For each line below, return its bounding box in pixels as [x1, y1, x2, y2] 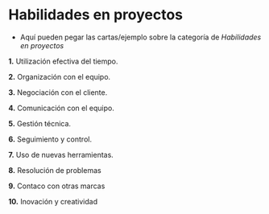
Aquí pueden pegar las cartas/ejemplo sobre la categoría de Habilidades [19, 32, 262, 42]
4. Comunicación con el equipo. [8, 103, 114, 113]
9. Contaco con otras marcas [8, 181, 106, 191]
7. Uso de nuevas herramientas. [8, 150, 114, 159]
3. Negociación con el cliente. [8, 87, 108, 97]
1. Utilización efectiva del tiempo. [8, 56, 118, 66]
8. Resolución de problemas [8, 165, 102, 175]
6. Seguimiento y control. [8, 134, 93, 144]
